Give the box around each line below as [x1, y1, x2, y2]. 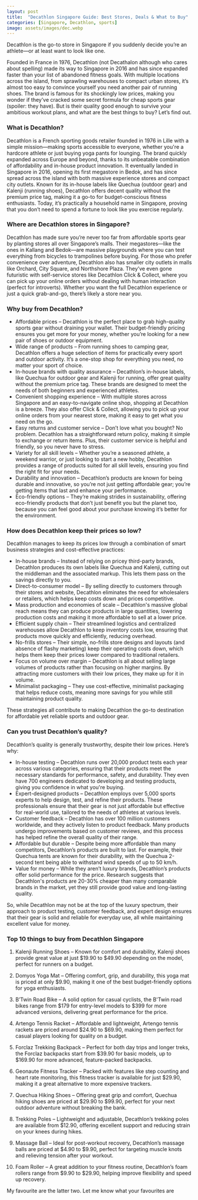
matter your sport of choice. [15, 362, 83, 369]
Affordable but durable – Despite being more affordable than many [15, 840, 176, 847]
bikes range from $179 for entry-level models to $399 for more [15, 1002, 167, 1009]
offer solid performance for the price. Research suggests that [15, 871, 164, 878]
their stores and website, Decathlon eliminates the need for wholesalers [15, 589, 189, 596]
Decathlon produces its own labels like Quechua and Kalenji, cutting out [15, 564, 190, 571]
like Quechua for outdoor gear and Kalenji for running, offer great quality [15, 374, 191, 381]
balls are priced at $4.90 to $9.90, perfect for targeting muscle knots [15, 1146, 182, 1153]
